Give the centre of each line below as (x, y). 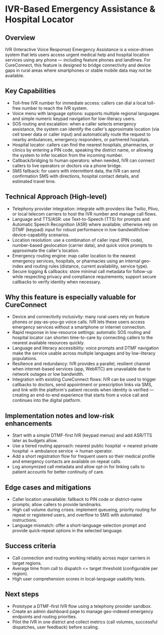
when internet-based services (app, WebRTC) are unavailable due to (81, 369)
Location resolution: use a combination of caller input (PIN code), (78, 240)
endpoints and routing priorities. (45, 616)
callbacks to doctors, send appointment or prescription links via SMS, (82, 385)
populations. (25, 359)
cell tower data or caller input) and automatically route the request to (81, 134)
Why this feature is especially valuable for (70, 297)
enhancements (29, 423)
